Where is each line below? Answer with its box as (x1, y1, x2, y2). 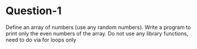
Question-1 (5, 4, 62, 18)
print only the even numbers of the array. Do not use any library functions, (5, 30, 189, 37)
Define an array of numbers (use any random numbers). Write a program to (5, 24, 191, 31)
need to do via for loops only (5, 36, 77, 43)
